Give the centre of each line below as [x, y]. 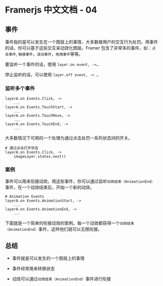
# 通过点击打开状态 [22, 148]
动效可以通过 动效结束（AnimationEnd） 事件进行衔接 [62, 279]
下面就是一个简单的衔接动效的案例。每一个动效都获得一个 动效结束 [70, 223]
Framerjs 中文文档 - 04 [51, 10]
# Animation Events [25, 196]
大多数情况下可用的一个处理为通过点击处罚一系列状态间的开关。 [69, 138]
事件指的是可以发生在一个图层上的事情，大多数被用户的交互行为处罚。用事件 [81, 42]
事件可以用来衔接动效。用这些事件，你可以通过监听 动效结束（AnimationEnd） [80, 181]
